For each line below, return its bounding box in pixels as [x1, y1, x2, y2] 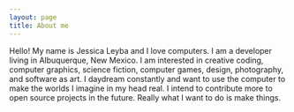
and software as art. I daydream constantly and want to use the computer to [9, 73, 286, 84]
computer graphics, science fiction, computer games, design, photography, [9, 63, 284, 75]
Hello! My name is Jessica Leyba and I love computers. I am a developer [9, 45, 272, 56]
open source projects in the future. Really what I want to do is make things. [9, 92, 281, 102]
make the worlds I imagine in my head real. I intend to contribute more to [9, 83, 274, 93]
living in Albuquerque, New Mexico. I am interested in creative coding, [9, 55, 264, 65]
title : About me [9, 21, 69, 30]
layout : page [9, 12, 57, 22]
